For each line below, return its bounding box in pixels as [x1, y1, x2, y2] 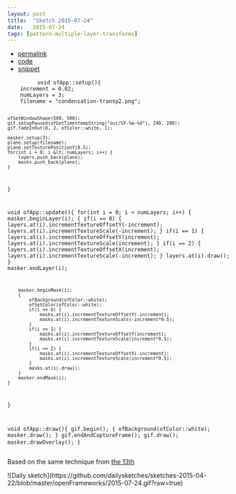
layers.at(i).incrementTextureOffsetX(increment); [7, 246, 160, 253]
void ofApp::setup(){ [37, 79, 101, 86]
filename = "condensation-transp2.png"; [20, 98, 141, 105]
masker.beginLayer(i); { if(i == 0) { [7, 215, 122, 222]
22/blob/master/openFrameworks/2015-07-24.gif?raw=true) [7, 479, 184, 488]
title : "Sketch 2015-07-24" [7, 17, 94, 24]
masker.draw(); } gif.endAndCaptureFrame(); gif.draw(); [7, 432, 179, 439]
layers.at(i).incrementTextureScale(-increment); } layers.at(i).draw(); [7, 252, 230, 259]
